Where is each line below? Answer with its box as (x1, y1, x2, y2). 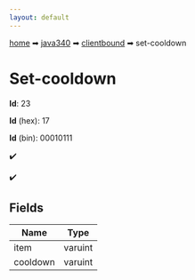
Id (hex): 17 (9, 115, 51, 125)
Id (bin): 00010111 (9, 132, 73, 143)
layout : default (9, 12, 69, 22)
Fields (9, 200, 45, 215)
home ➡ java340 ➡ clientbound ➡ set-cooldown (9, 37, 187, 48)
